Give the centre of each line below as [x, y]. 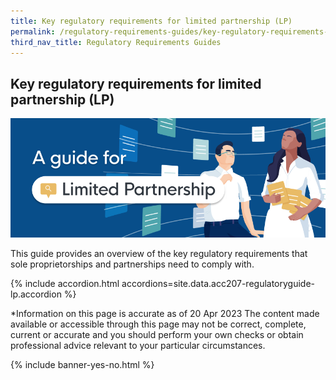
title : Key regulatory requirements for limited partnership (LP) [151, 21]
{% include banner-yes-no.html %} [82, 365]
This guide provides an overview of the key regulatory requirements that [159, 254]
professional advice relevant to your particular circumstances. [138, 346]
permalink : [33, 31]
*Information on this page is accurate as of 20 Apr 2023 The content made [165, 314]
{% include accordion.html [65, 284]
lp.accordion [36, 294]
